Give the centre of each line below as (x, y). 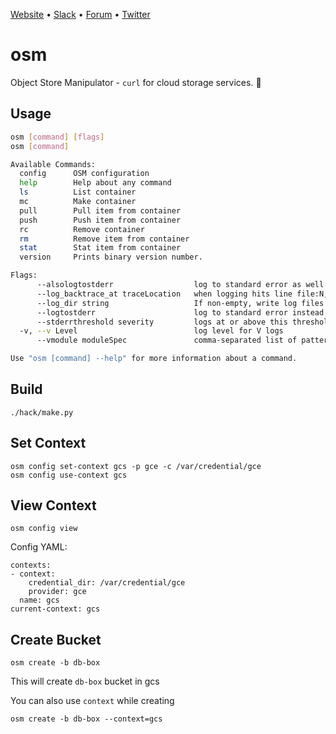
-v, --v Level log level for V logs (151, 331)
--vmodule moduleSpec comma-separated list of (167, 340)
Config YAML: (39, 547)
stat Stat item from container (100, 248)
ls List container (78, 192)
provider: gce (57, 592)
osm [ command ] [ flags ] (57, 137)
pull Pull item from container (100, 210)
